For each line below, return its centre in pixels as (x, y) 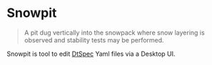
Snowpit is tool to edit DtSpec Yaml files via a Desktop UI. (91, 54)
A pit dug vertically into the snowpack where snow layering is (114, 32)
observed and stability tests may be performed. (94, 40)
